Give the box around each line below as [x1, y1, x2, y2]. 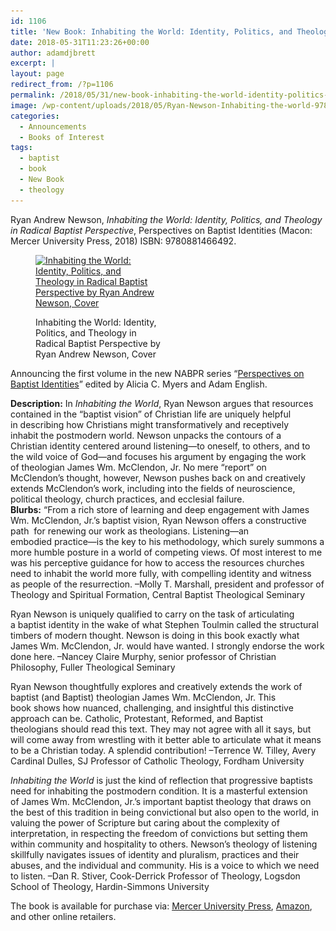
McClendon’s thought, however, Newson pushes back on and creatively [10, 471, 306, 484]
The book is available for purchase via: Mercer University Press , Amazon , [10, 900, 313, 912]
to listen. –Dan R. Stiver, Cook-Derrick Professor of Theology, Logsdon [10, 870, 301, 882]
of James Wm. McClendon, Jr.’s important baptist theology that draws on [10, 795, 312, 807]
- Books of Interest [19, 132, 105, 142]
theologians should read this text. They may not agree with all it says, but [10, 723, 312, 735]
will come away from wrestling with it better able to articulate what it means [10, 733, 322, 745]
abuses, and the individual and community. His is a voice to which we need [10, 859, 320, 871]
